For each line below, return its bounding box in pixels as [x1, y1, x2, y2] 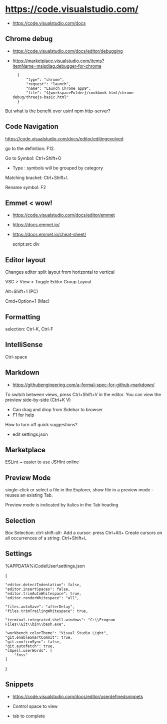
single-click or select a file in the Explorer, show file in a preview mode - [5, 487, 154, 493]
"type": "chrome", [25, 77, 64, 82]
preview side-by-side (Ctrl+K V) [5, 397, 71, 403]
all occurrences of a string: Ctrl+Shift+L [5, 535, 87, 541]
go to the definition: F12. [5, 145, 55, 151]
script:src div [12, 241, 40, 247]
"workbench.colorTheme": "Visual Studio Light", [5, 630, 108, 635]
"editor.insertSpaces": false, [5, 587, 70, 592]
